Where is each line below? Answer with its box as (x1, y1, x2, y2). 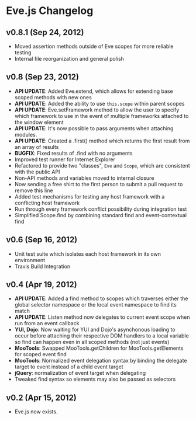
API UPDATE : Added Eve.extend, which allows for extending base (14, 88, 174, 95)
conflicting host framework (14, 199, 80, 206)
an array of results (14, 143, 59, 150)
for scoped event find (14, 351, 67, 358)
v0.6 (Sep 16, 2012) (6, 235, 78, 245)
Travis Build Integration (14, 263, 71, 270)
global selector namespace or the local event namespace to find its (14, 301, 177, 308)
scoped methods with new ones (14, 93, 92, 100)
